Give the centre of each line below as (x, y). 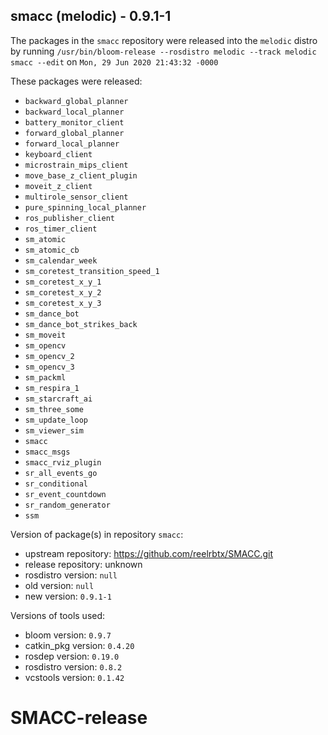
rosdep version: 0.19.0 (72, 656)
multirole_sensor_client (76, 197)
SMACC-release (79, 718)
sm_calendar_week (61, 260)
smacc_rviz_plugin (63, 462)
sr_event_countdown (65, 494)
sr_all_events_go (61, 473)
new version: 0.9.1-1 (68, 596)
